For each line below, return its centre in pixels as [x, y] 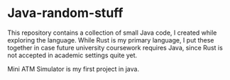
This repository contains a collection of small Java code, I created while [112, 33]
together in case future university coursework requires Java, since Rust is [115, 47]
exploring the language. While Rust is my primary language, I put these [111, 40]
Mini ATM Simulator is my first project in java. [73, 69]
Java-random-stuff [65, 13]
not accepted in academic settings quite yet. [72, 55]
